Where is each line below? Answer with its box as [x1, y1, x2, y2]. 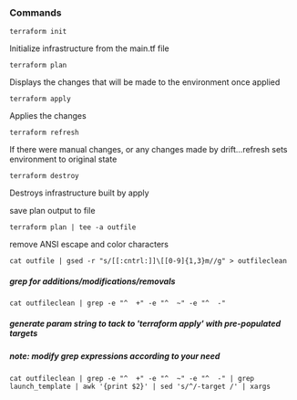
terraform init [9, 27, 67, 37]
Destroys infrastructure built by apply [9, 187, 149, 198]
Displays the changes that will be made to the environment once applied [9, 77, 281, 88]
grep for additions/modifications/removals [9, 276, 176, 287]
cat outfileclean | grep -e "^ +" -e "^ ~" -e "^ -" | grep [9, 374, 255, 383]
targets [9, 327, 38, 339]
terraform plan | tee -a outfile [9, 223, 137, 232]
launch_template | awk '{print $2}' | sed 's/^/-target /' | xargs [9, 382, 271, 391]
